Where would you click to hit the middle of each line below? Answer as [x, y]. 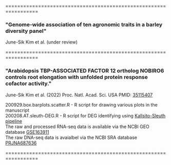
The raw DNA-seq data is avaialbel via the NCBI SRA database [71, 137]
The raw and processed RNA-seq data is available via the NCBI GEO [78, 127]
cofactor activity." [28, 84]
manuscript [17, 110]
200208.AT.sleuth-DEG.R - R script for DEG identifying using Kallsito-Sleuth [85, 115]
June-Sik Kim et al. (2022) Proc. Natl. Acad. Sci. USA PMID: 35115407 [79, 95]
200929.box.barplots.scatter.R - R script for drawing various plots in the [81, 105]
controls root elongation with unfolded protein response [77, 77]
